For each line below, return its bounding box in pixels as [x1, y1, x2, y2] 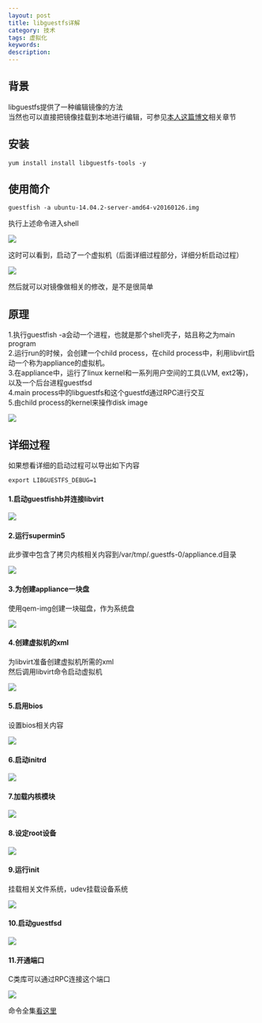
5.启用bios [8, 702, 43, 711]
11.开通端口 [8, 955, 45, 964]
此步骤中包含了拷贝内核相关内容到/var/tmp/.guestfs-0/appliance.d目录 [8, 550, 237, 559]
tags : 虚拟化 [8, 33, 47, 42]
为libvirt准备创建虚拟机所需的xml [8, 656, 114, 666]
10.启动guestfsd [8, 918, 62, 928]
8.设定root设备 [8, 828, 57, 838]
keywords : [8, 41, 41, 49]
